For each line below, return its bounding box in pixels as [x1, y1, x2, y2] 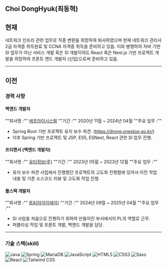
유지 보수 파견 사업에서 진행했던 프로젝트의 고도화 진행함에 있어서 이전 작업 [12, 169, 158, 175]
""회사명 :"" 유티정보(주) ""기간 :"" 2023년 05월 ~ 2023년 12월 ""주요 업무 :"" [5, 158, 158, 165]
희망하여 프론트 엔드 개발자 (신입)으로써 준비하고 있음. [14, 56, 118, 62]
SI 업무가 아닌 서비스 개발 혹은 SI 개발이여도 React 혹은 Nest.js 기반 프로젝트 [5, 50, 154, 56]
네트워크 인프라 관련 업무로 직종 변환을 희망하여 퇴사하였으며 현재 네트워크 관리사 [5, 37, 162, 43]
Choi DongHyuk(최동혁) [5, 4, 79, 13]
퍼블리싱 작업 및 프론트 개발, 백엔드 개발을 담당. [12, 222, 104, 228]
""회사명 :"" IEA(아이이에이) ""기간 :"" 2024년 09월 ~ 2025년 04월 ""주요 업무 [5, 200, 159, 206]
